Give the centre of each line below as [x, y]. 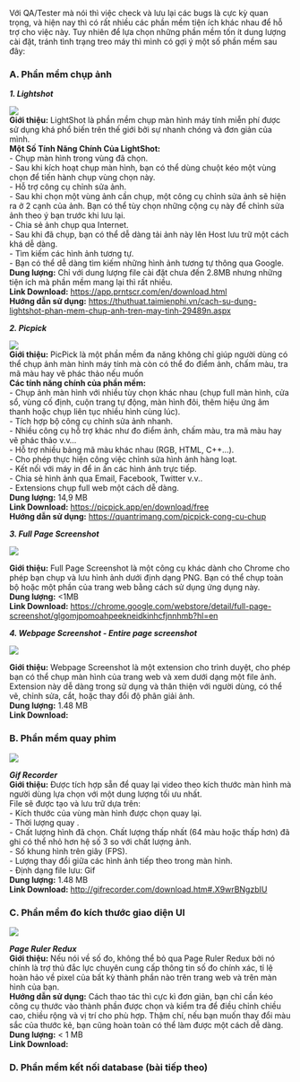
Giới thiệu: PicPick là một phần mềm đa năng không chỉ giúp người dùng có [149, 354]
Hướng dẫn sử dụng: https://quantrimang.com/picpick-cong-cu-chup [138, 517]
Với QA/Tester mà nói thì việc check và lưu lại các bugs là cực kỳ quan [139, 13]
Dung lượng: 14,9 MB [48, 498]
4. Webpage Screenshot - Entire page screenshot [103, 633]
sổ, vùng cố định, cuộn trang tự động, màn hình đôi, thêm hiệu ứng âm [140, 402]
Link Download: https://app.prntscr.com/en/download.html [118, 292]
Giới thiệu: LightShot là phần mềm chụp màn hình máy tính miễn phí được [145, 120]
